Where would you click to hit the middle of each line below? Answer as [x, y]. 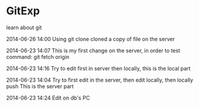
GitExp [23, 11]
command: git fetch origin [38, 57]
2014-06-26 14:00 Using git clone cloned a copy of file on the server [91, 39]
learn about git [24, 27]
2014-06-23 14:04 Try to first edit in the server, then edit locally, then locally [100, 80]
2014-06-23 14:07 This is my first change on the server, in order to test [93, 50]
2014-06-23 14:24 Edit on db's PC [48, 98]
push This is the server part [40, 86]
